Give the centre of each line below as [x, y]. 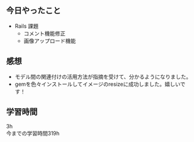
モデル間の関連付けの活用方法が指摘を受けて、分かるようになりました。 [103, 76]
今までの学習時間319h [33, 133]
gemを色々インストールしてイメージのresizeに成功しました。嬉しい [98, 84]
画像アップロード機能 [50, 41]
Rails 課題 [26, 26]
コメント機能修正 [44, 33]
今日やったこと [34, 11]
